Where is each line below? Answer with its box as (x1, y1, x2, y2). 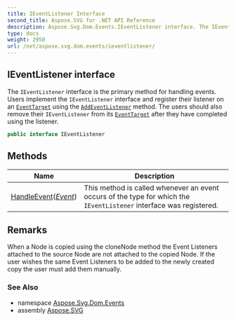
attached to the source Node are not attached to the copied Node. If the (7, 250, 216, 259)
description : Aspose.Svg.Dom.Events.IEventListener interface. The (7, 23, 209, 30)
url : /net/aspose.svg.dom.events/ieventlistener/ (7, 43, 156, 50)
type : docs (7, 29, 39, 37)
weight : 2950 (7, 36, 46, 43)
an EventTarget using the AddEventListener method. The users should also (7, 102, 223, 111)
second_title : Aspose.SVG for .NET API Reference (7, 17, 156, 24)
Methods (7, 150, 48, 162)
